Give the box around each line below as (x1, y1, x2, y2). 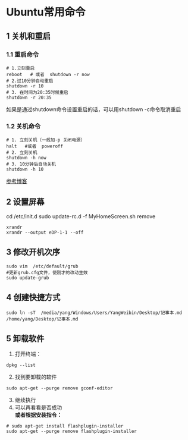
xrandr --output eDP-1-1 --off (6, 230, 84, 235)
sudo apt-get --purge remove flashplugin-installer (6, 429, 137, 435)
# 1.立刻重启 (6, 65, 35, 71)
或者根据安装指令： (14, 411, 62, 419)
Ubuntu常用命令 (6, 5, 86, 19)
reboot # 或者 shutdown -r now (6, 71, 90, 77)
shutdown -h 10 (6, 166, 44, 172)
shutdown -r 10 (6, 83, 44, 89)
